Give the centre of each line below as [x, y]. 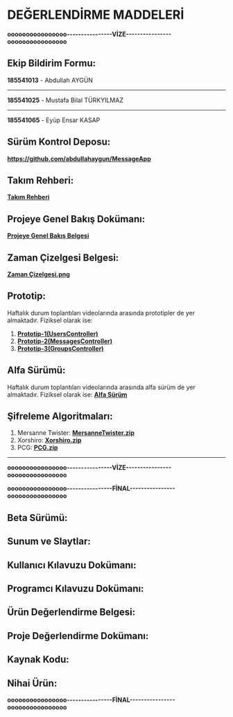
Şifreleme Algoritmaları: [60, 417]
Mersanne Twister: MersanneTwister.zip [76, 433]
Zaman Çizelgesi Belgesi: [63, 257]
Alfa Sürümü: [36, 371]
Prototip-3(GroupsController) [60, 348]
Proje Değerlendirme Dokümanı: [78, 636]
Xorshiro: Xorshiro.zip [49, 440]
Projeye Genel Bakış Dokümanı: [76, 219]
